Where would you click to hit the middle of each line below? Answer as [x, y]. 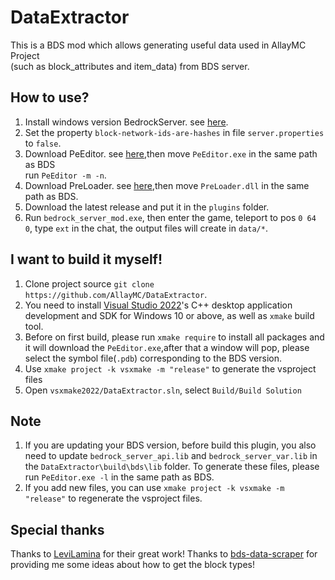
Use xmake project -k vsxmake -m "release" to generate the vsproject [170, 368]
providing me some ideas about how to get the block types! [132, 565]
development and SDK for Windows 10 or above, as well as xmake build [169, 315]
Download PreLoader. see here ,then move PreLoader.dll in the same [167, 185]
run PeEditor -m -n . [65, 175]
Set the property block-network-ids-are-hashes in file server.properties [174, 132]
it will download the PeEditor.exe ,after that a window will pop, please [167, 347]
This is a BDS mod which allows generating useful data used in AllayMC [158, 45]
